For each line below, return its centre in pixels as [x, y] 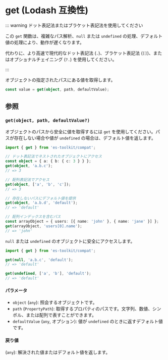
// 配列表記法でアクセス [27, 180]
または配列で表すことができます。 [61, 315]
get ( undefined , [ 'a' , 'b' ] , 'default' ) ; [48, 274]
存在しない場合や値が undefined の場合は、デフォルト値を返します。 [85, 138]
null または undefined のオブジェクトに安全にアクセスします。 [70, 241]
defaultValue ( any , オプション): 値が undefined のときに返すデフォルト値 [88, 322]
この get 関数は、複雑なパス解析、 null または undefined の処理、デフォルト [84, 36]
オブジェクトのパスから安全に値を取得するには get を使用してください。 [80, 131]
